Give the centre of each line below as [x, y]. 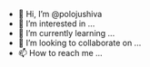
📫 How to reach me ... [60, 53]
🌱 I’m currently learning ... [66, 33]
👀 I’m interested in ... [56, 24]
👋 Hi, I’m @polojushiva [60, 14]
